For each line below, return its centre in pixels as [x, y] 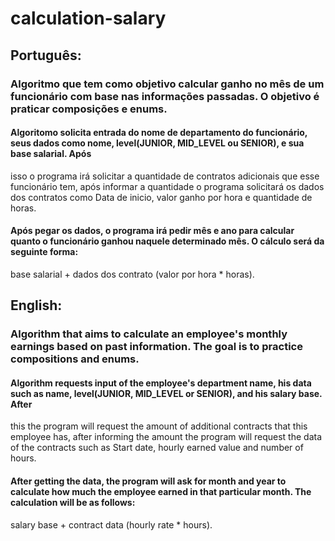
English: [36, 305]
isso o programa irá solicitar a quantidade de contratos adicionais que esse [165, 176]
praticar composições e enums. [89, 109]
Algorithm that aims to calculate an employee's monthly [149, 334]
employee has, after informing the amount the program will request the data [166, 437]
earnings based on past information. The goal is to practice [156, 347]
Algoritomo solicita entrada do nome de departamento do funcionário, [159, 133]
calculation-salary [88, 18]
